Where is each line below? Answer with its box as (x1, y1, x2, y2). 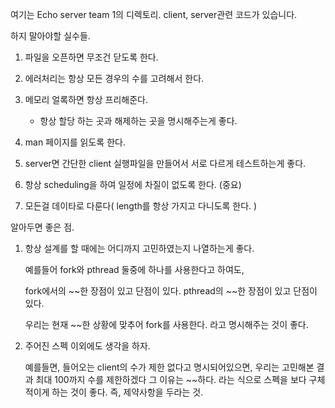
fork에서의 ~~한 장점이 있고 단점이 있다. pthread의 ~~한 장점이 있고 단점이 (24, 285, 318, 297)
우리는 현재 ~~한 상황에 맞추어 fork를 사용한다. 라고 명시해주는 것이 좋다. (24, 319, 309, 330)
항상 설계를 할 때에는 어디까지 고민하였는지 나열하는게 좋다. (24, 243, 255, 254)
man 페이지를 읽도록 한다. (24, 136, 126, 148)
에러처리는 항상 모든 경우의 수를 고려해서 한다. (24, 73, 205, 84)
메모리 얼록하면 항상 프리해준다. (24, 94, 148, 105)
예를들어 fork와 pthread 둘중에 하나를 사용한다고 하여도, (24, 264, 245, 275)
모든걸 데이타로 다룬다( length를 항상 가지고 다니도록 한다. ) (24, 200, 258, 212)
